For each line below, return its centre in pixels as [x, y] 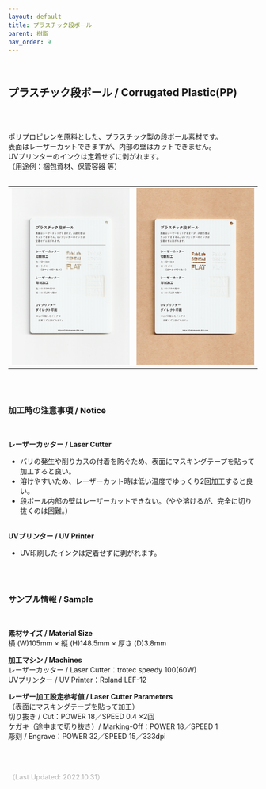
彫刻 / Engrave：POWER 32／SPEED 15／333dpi [87, 737]
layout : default [35, 17]
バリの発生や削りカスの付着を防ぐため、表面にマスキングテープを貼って [137, 461]
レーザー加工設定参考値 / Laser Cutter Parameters [91, 697]
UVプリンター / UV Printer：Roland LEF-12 [78, 680]
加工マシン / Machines [45, 660]
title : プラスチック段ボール [50, 25]
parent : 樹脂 [28, 33]
